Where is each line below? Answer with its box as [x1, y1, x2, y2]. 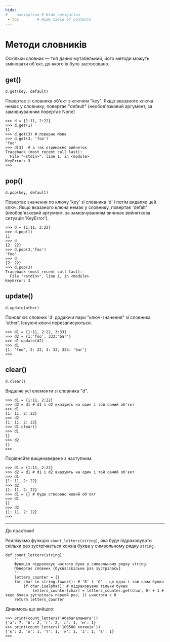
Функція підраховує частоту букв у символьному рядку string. [14, 561, 148, 566]
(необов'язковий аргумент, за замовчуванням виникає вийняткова [5, 209, 151, 216]
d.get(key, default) [5, 89, 49, 94]
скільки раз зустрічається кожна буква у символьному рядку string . [5, 543, 155, 549]
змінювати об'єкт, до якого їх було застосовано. [5, 61, 110, 67]
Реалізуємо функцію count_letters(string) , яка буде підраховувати [5, 537, 152, 543]
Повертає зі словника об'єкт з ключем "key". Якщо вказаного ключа [5, 98, 153, 104]
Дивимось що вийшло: [5, 605, 55, 612]
